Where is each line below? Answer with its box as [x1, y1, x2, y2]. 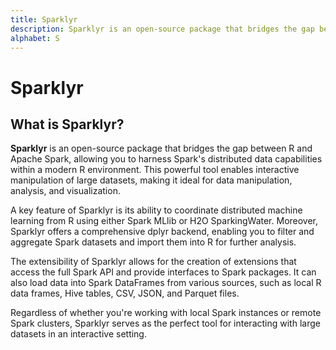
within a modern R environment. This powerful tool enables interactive [10, 164, 300, 176]
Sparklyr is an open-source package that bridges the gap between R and [10, 142, 313, 155]
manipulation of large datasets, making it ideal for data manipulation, [10, 174, 293, 186]
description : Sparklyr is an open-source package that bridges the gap [10, 24, 315, 34]
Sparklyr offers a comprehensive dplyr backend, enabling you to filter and [10, 226, 315, 238]
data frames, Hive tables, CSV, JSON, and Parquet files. [10, 287, 240, 300]
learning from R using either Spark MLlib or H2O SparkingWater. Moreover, [10, 215, 319, 227]
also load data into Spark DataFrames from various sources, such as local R [10, 277, 322, 289]
